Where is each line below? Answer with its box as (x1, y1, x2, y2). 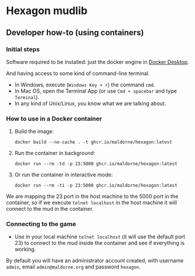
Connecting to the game (6, 220, 76, 228)
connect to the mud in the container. (6, 206, 94, 213)
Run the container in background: (14, 150, 95, 157)
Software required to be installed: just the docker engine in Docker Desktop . (6, 58, 189, 65)
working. (14, 245, 36, 253)
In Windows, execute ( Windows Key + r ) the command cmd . (14, 81, 155, 88)
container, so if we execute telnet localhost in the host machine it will (6, 199, 177, 206)
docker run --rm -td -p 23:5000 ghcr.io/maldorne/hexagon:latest (14, 161, 177, 167)
